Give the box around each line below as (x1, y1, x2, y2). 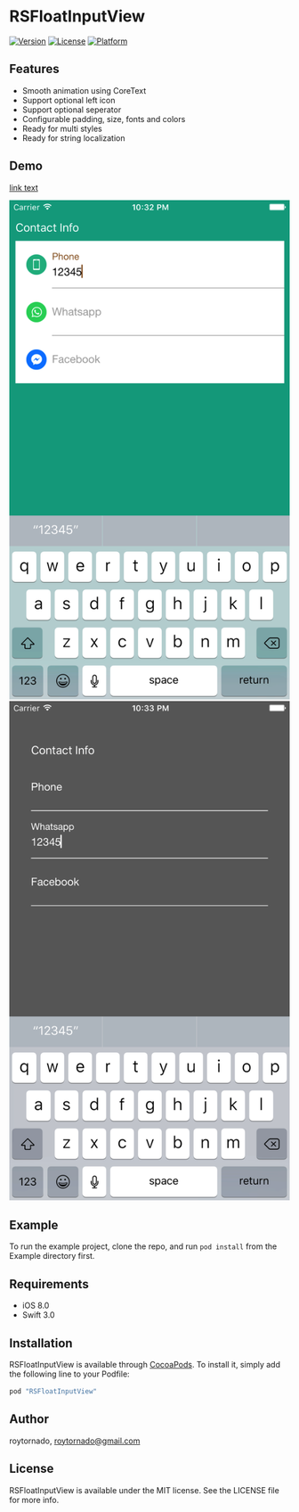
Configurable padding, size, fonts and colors (21, 113, 186, 124)
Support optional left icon (21, 94, 116, 105)
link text (9, 182, 38, 193)
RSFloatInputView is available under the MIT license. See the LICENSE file (9, 1484, 280, 1495)
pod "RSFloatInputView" (9, 1387, 98, 1396)
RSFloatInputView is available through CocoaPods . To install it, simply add (9, 1360, 281, 1369)
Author (9, 1411, 49, 1427)
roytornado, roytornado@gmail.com (9, 1435, 141, 1446)
